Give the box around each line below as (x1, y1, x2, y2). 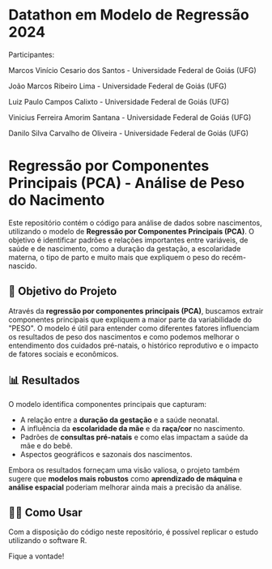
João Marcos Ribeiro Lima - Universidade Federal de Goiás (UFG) (8, 81, 227, 91)
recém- (221, 252, 247, 262)
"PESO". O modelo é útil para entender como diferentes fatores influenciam (8, 323, 260, 333)
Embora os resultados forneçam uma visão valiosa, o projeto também (8, 464, 240, 475)
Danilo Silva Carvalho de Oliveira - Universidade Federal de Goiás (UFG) (8, 128, 249, 138)
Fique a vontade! (8, 551, 65, 561)
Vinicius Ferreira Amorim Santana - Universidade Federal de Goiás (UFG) (8, 112, 252, 122)
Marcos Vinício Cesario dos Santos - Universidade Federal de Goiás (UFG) (8, 65, 257, 75)
